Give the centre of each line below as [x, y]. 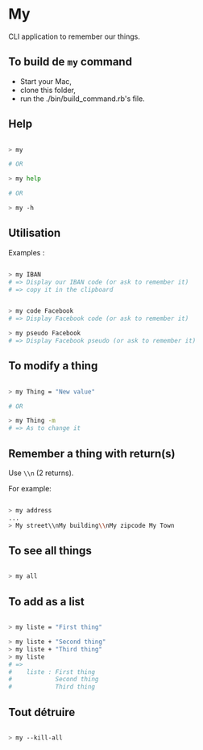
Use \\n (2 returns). [41, 473]
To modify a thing [53, 366]
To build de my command [70, 62]
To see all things [50, 551]
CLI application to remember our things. [75, 36]
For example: [30, 489]
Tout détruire [42, 712]
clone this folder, [48, 90]
